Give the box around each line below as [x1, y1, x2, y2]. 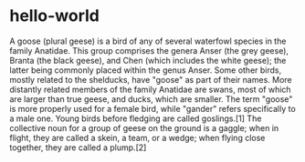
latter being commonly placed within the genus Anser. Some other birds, [9, 65, 282, 76]
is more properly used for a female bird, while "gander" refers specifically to [9, 103, 297, 114]
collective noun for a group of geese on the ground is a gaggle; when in [9, 122, 279, 133]
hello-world [9, 5, 100, 26]
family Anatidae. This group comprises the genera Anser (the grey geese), [9, 45, 289, 56]
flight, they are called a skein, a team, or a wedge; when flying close [9, 132, 266, 143]
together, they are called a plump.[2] [9, 142, 147, 153]
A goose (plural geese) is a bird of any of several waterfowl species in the [9, 35, 287, 46]
